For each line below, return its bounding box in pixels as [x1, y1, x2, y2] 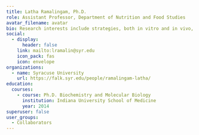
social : [6, 31, 26, 37]
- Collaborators [11, 120, 52, 126]
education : [6, 81, 33, 87]
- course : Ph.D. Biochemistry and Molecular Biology [17, 92, 151, 98]
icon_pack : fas [17, 53, 55, 59]
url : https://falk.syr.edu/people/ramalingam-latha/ [17, 75, 151, 81]
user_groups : [6, 114, 39, 120]
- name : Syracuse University [11, 70, 84, 76]
